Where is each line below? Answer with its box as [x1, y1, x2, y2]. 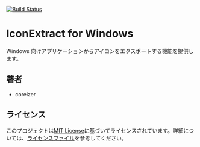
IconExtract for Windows [6, 27, 134, 40]
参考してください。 [80, 134, 128, 142]
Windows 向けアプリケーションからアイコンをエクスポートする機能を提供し [6, 47, 194, 54]
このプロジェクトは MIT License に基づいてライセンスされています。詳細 [6, 127, 184, 134]
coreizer [14, 90, 36, 98]
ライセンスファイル [27, 134, 75, 142]
